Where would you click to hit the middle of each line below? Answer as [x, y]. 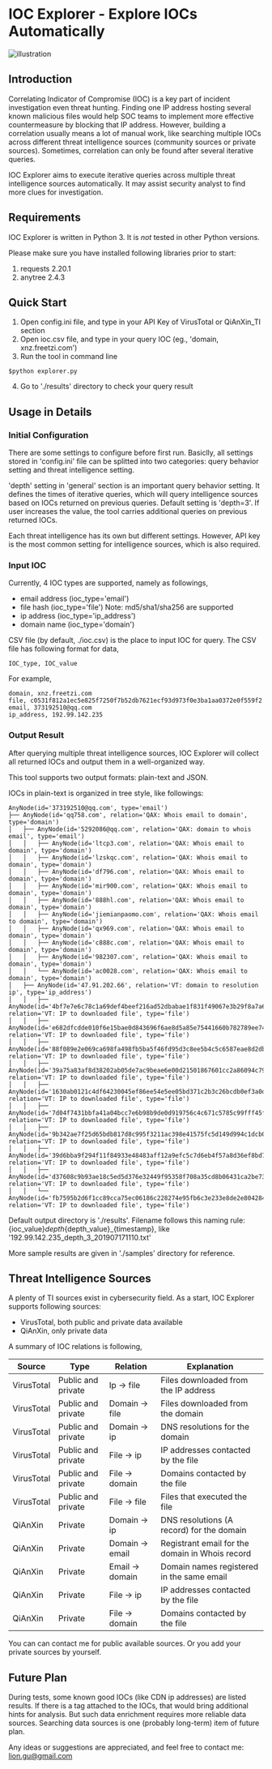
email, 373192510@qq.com [50, 708]
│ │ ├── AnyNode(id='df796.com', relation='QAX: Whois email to [126, 872]
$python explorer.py [43, 371]
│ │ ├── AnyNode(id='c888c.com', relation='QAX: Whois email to [126, 942]
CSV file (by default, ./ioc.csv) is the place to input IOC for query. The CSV [132, 640]
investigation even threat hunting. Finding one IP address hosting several [130, 107]
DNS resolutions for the [205, 1427]
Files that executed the [204, 1497]
